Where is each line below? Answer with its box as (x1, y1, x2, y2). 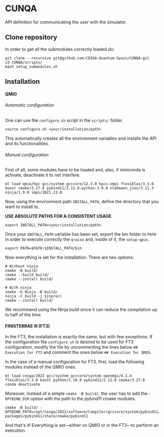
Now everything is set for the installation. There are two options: (5, 254, 134, 260)
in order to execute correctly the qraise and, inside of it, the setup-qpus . (5, 236, 150, 242)
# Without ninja (5, 264, 38, 269)
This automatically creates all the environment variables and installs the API (5, 135, 157, 141)
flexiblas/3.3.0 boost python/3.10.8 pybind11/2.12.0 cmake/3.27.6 (5, 378, 145, 383)
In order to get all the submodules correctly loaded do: (5, 46, 115, 52)
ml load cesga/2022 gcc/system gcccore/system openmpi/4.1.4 (5, 374, 132, 378)
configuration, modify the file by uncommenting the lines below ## (5, 344, 138, 350)
